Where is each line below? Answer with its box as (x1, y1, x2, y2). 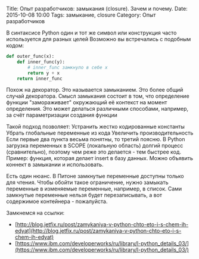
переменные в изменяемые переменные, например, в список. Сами (6, 185, 182, 192)
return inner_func (17, 76, 63, 82)
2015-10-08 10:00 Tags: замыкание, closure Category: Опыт (6, 11, 156, 18)
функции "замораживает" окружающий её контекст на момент (6, 99, 167, 106)
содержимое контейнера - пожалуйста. (6, 198, 108, 205)
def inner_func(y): (17, 59, 66, 65)
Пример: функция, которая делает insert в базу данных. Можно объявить (6, 155, 194, 162)
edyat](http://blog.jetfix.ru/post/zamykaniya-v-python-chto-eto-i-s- (14, 227, 182, 235)
